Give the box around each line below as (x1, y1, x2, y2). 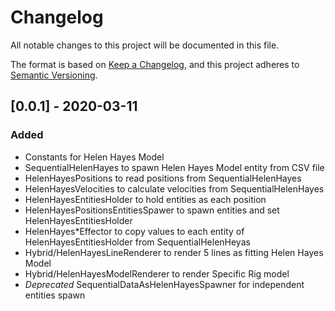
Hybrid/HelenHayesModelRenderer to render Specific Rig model (24, 267, 290, 280)
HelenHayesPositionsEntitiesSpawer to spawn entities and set (24, 204, 280, 216)
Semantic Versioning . (10, 69, 98, 81)
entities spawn (24, 289, 86, 301)
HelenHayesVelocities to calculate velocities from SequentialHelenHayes (24, 182, 325, 195)
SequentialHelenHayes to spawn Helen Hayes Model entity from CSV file (24, 161, 325, 173)
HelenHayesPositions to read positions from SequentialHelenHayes (24, 172, 302, 184)
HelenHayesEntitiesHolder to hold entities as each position (24, 193, 267, 205)
